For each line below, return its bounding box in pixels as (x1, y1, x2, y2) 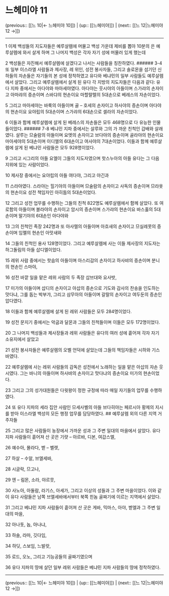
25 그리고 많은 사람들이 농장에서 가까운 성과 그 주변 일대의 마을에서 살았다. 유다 (5, 427, 161, 434)
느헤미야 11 (5, 5, 48, 16)
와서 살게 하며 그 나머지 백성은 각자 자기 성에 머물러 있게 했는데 (22, 49, 146, 55)
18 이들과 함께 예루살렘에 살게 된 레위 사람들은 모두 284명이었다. (5, 308, 132, 314)
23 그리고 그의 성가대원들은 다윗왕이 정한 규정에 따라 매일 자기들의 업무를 (5, 387, 149, 393)
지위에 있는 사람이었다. (5, 161, 50, 167)
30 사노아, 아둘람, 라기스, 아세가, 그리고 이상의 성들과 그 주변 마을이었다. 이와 (5, 487, 157, 493)
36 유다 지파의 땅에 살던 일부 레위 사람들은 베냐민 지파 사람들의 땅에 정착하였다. (5, 564, 161, 570)
